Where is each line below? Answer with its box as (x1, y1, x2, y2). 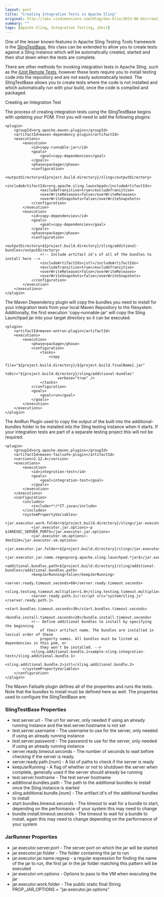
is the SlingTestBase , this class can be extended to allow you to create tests (5, 44, 158, 50)
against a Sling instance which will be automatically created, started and (5, 49, 150, 55)
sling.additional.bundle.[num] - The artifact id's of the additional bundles (12, 790, 158, 796)
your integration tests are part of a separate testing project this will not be (5, 429, 153, 435)
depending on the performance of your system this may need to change (12, 806, 158, 812)
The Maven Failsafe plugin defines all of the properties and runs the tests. (5, 684, 154, 689)
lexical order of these (5, 632, 54, 637)
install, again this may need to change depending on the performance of (12, 816, 158, 822)
